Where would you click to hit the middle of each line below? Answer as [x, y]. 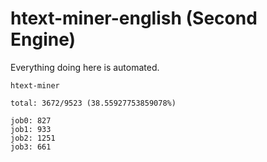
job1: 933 [31, 129]
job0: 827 [31, 120]
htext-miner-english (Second [134, 18]
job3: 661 [31, 147]
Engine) [43, 39]
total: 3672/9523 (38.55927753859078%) [93, 103]
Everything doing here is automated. [85, 67]
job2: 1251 [33, 138]
